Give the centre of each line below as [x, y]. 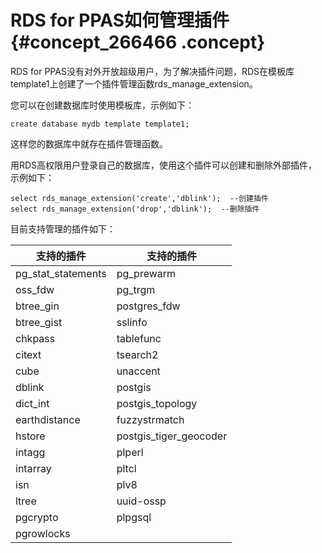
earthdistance [48, 419]
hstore [30, 436]
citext [28, 354]
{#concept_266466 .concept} [138, 42]
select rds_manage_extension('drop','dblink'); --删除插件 [135, 209]
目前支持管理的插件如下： [63, 228]
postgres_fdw [148, 306]
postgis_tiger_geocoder [172, 436]
